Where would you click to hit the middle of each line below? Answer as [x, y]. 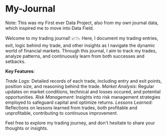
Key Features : [20, 71]
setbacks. [15, 61]
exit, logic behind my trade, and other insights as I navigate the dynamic [80, 45]
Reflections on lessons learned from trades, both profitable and [71, 108]
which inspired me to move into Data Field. [50, 28]
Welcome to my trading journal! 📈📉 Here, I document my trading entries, [82, 38]
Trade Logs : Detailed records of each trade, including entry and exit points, [83, 81]
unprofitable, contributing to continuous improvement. [61, 113]
